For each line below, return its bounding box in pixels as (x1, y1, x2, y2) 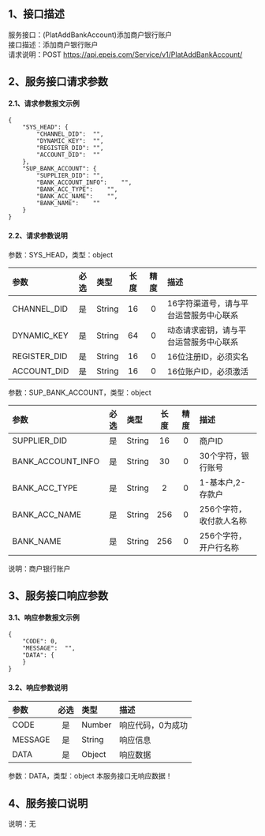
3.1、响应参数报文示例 (8, 613, 80, 622)
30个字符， (199, 450, 242, 461)
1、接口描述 (8, 7, 65, 21)
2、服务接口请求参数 (8, 75, 109, 88)
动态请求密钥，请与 (166, 324, 239, 336)
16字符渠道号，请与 (166, 298, 241, 309)
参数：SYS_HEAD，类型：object (8, 249, 114, 259)
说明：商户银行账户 (8, 564, 71, 573)
